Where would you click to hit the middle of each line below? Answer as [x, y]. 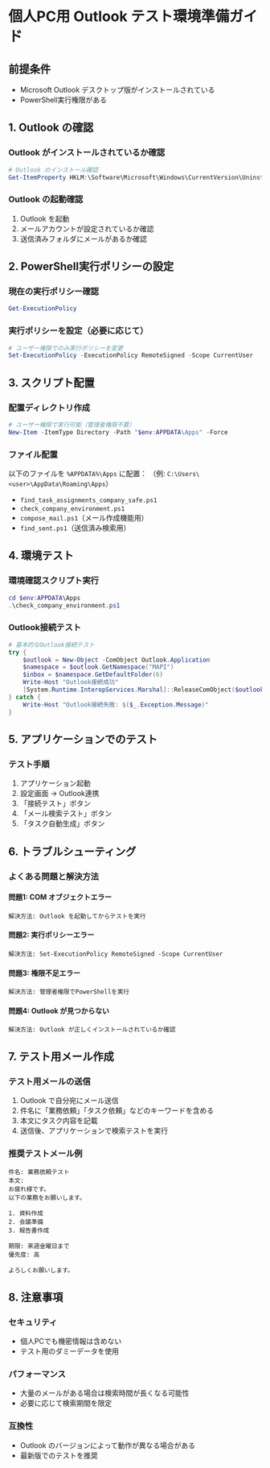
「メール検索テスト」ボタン [66, 814]
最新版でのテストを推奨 [59, 1455]
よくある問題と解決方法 [53, 877]
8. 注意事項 [36, 1297]
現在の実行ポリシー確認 [53, 292]
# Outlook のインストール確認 [53, 170]
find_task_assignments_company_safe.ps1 [88, 500]
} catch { [25, 697]
